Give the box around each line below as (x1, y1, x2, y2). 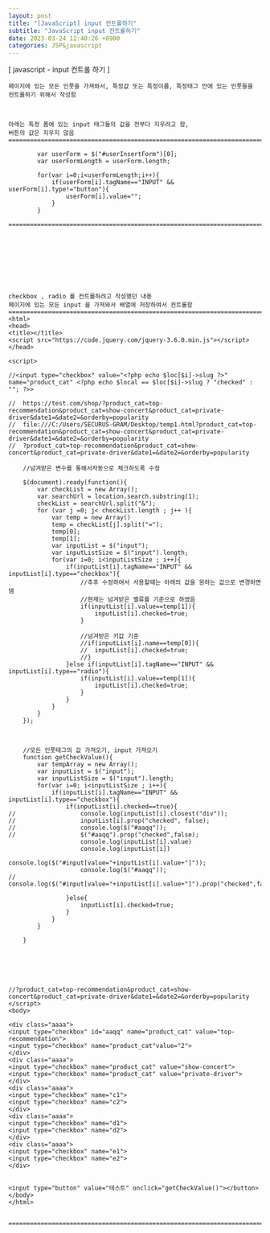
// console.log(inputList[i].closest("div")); (8, 810, 228, 818)
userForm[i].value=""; (65, 192, 142, 201)
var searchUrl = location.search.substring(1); (37, 492, 199, 501)
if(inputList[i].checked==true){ (65, 803, 178, 811)
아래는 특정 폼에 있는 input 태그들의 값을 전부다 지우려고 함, (8, 121, 189, 129)
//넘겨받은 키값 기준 (80, 632, 139, 640)
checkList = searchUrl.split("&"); (37, 499, 157, 508)
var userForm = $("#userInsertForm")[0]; (37, 150, 178, 158)
